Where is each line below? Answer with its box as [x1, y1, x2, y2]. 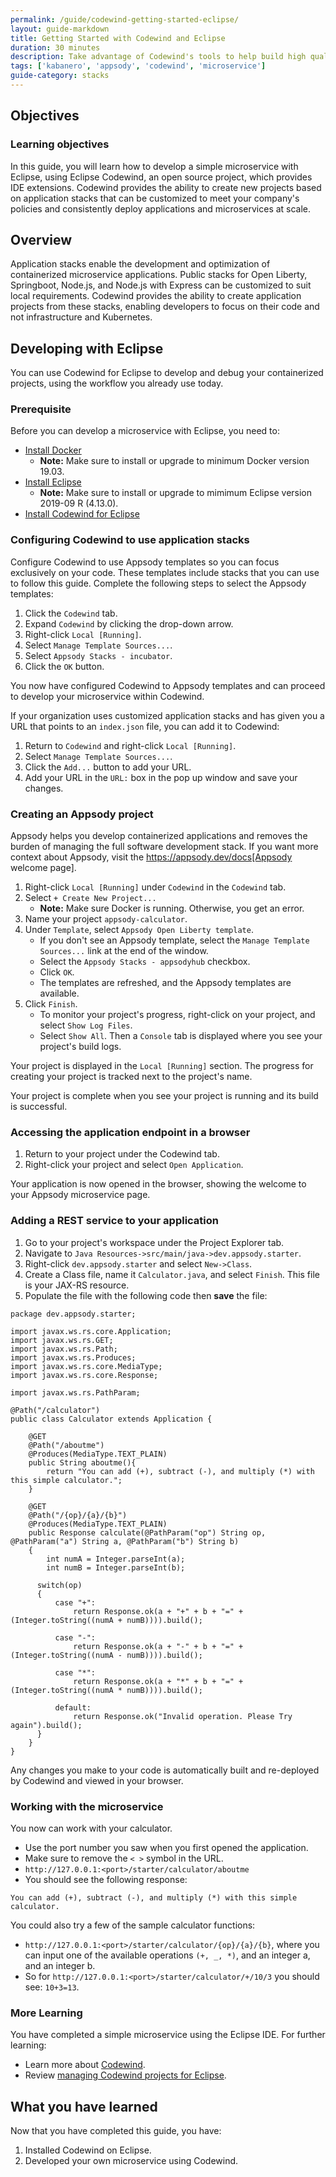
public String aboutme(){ [28, 1457, 137, 1468]
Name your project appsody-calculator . [24, 913, 188, 925]
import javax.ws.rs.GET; [10, 1335, 114, 1345]
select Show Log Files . [39, 1019, 133, 1031]
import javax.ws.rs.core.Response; [10, 1370, 159, 1380]
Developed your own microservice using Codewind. [24, 2155, 239, 2167]
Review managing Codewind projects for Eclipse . [24, 2069, 227, 2081]
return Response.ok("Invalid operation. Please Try [73, 1711, 293, 1721]
